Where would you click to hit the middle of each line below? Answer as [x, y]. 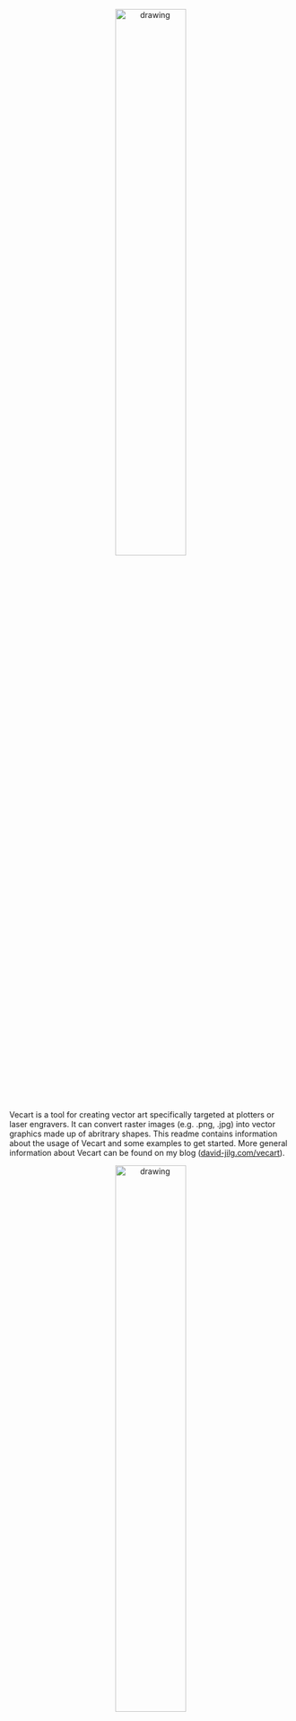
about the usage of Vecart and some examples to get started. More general [148, 1143]
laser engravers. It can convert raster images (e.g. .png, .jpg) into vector [143, 1124]
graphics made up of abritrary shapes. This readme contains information [144, 1134]
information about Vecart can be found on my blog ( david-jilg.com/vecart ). [147, 1153]
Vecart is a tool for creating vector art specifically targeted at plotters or [142, 1115]
